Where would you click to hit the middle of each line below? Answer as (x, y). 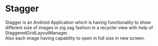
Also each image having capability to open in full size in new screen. (75, 38)
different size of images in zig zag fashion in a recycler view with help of (79, 27)
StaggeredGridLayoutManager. (37, 33)
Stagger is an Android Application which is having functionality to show (78, 22)
